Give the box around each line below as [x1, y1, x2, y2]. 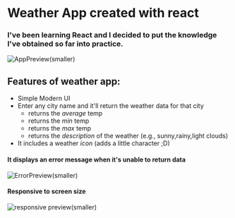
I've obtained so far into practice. [7, 39, 123, 49]
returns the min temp [28, 116, 90, 125]
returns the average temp [28, 109, 103, 118]
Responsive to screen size [7, 187, 86, 195]
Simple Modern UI [17, 94, 71, 103]
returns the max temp [28, 124, 92, 133]
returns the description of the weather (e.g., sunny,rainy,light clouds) [28, 132, 228, 140]
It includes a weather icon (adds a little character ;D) [17, 139, 171, 147]
